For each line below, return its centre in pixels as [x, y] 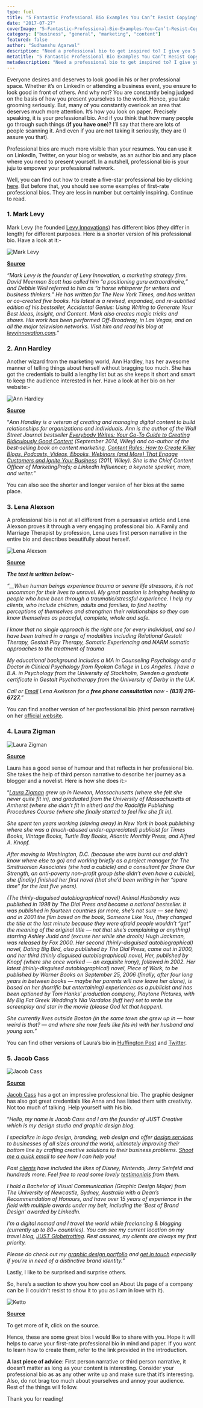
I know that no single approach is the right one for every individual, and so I [101, 629]
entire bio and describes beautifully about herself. [69, 539]
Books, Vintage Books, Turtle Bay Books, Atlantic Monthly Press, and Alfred [101, 836]
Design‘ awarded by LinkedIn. [44, 1212]
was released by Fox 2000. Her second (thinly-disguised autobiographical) [100, 942]
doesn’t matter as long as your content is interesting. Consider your [90, 1368]
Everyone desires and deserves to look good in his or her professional [94, 79]
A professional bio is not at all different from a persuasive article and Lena [98, 520]
